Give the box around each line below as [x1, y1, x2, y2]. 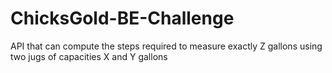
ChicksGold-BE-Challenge [10, 7, 235, 30]
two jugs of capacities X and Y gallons [10, 50, 168, 62]
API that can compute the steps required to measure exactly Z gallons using [10, 40, 323, 52]
